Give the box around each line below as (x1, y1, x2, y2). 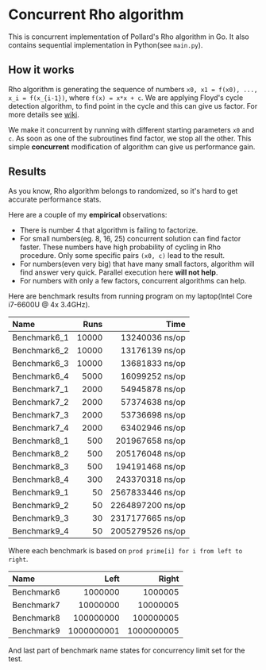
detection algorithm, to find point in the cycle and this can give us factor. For (8, 101, 258, 110)
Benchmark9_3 (12, 512, 69, 523)
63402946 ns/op (120, 422, 186, 433)
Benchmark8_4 (12, 474, 69, 485)
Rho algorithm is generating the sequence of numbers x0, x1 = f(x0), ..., (8, 84, 258, 94)
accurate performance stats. (8, 194, 102, 204)
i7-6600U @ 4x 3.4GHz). (8, 299, 91, 309)
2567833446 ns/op (110, 487, 186, 498)
